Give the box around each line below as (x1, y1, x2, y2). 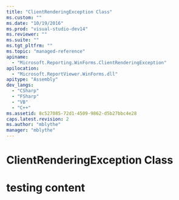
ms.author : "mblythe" (6, 122, 61, 128)
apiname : (6, 54, 29, 60)
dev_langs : (6, 82, 34, 88)
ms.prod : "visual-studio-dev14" (6, 25, 88, 32)
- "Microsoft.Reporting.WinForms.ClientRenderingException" (12, 59, 167, 65)
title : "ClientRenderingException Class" (6, 8, 113, 15)
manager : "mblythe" (6, 127, 56, 133)
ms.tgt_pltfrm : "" (6, 43, 53, 49)
